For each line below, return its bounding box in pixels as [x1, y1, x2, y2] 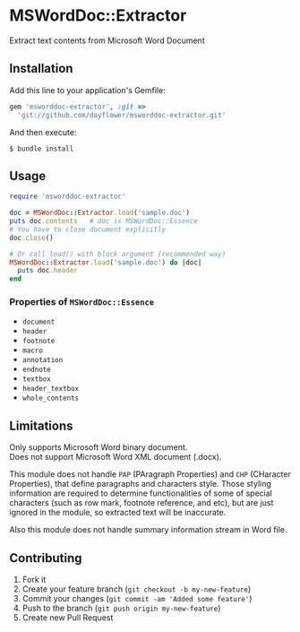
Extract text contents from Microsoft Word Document [9, 35, 205, 46]
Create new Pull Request [21, 612, 114, 623]
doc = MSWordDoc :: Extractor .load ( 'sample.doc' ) [9, 208, 191, 218]
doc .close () [9, 233, 54, 242]
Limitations [9, 418, 73, 433]
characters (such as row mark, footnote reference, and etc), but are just [9, 498, 274, 508]
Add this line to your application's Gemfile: [9, 84, 166, 95]
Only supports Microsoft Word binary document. [9, 442, 188, 453]
